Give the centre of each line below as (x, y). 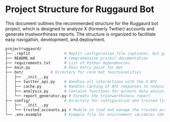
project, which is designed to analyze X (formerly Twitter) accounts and (80, 28)
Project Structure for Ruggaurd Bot (80, 9)
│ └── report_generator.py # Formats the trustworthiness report (78, 96)
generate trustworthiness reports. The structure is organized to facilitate (80, 34)
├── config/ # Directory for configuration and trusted (81, 100)
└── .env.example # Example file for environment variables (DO (85, 115)
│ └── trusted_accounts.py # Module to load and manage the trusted (81, 110)
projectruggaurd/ (24, 49)
